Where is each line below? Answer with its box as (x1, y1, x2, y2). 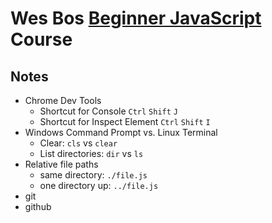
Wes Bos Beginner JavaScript (10, 7, 262, 30)
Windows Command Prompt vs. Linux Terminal (24, 127, 218, 138)
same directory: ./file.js (39, 169, 148, 181)
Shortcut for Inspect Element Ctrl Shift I (39, 116, 211, 127)
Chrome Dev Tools (24, 95, 102, 106)
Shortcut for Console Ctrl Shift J (39, 105, 179, 117)
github (24, 201, 52, 212)
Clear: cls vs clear (39, 137, 118, 149)
